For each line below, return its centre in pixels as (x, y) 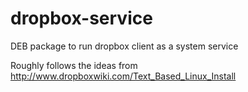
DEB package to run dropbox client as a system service (124, 46)
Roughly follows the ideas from (74, 65)
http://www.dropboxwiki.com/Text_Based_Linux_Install (123, 76)
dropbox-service (81, 18)
